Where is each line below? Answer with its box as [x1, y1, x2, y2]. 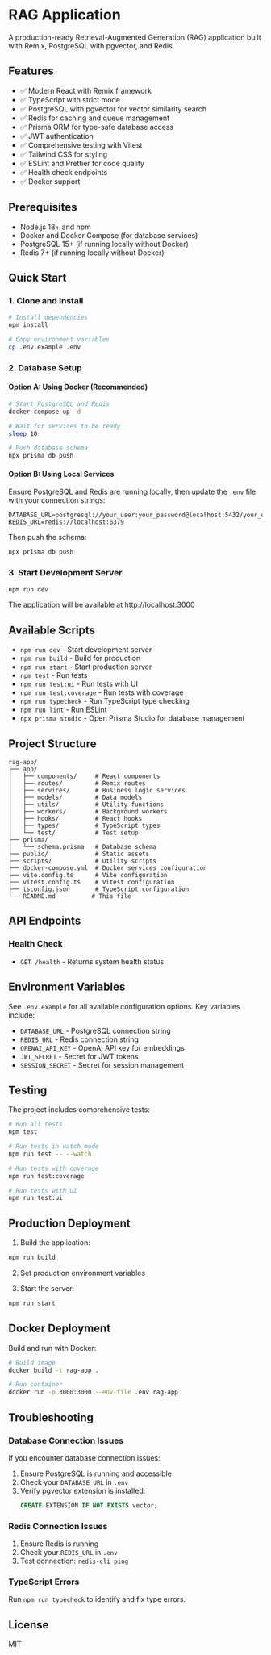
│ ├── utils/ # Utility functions [8, 800, 164, 809]
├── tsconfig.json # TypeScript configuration [8, 885, 190, 893]
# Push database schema [8, 444, 89, 453]
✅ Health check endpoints [19, 167, 108, 177]
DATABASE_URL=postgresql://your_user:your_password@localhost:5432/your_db [8, 511, 269, 520]
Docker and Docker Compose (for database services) [19, 230, 198, 240]
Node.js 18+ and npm [19, 222, 91, 232]
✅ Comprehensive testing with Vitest [19, 140, 143, 150]
